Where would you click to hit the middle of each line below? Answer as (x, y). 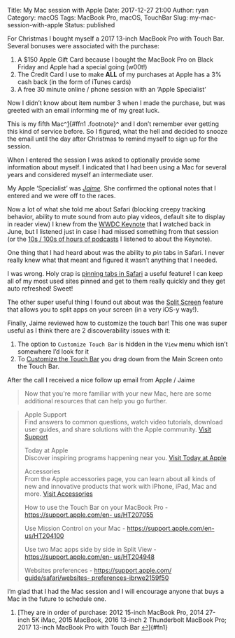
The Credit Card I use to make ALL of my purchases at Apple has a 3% (119, 74)
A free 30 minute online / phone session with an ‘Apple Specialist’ (112, 89)
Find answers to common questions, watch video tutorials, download (123, 422)
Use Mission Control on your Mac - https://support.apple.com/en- (119, 528)
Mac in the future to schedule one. (57, 599)
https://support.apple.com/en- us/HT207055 (89, 515)
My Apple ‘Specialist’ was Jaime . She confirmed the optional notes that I (112, 188)
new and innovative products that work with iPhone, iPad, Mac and (120, 486)
